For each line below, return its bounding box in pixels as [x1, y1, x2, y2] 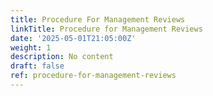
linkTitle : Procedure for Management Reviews [10, 24, 203, 34]
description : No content [10, 52, 114, 62]
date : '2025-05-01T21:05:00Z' [10, 33, 137, 43]
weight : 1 [10, 42, 52, 53]
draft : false [10, 61, 65, 71]
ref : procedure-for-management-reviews [10, 71, 177, 81]
